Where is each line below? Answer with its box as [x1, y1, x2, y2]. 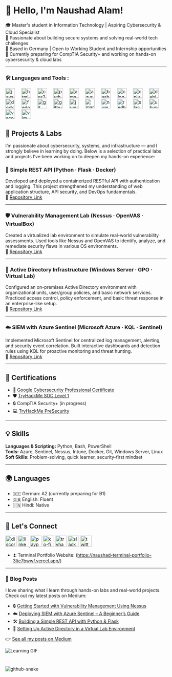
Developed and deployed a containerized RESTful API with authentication [5, 178, 160, 184]
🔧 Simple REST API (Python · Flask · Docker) [5, 166, 116, 173]
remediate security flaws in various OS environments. [5, 243, 118, 249]
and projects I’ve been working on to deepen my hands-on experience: [5, 154, 155, 160]
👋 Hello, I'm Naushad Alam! [5, 5, 124, 16]
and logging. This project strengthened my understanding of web [5, 183, 143, 189]
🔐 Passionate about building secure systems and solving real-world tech [5, 34, 158, 40]
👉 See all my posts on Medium [5, 636, 72, 642]
